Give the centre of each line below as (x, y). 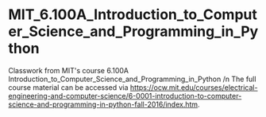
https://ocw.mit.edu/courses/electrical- (194, 87)
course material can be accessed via (68, 87)
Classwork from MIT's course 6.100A (69, 70)
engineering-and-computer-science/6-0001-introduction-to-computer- (125, 96)
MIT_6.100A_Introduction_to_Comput (133, 15)
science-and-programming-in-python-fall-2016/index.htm (103, 104)
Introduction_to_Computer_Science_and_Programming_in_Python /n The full (132, 79)
